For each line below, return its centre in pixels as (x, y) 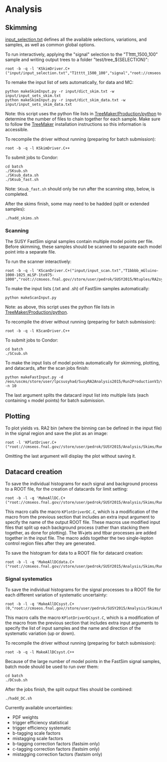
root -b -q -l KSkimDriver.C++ (38, 148)
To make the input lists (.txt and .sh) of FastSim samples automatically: (77, 289)
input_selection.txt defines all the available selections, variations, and (76, 39)
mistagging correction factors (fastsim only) (57, 755)
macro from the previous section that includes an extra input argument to (80, 517)
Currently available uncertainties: (39, 708)
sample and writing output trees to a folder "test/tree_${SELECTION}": (77, 60)
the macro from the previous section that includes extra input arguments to (82, 623)
